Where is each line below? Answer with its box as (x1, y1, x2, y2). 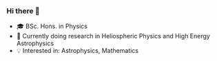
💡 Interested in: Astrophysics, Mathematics (16, 47, 139, 55)
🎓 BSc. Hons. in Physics (16, 22, 87, 30)
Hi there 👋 (6, 6, 41, 16)
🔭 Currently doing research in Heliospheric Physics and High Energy (16, 32, 211, 40)
